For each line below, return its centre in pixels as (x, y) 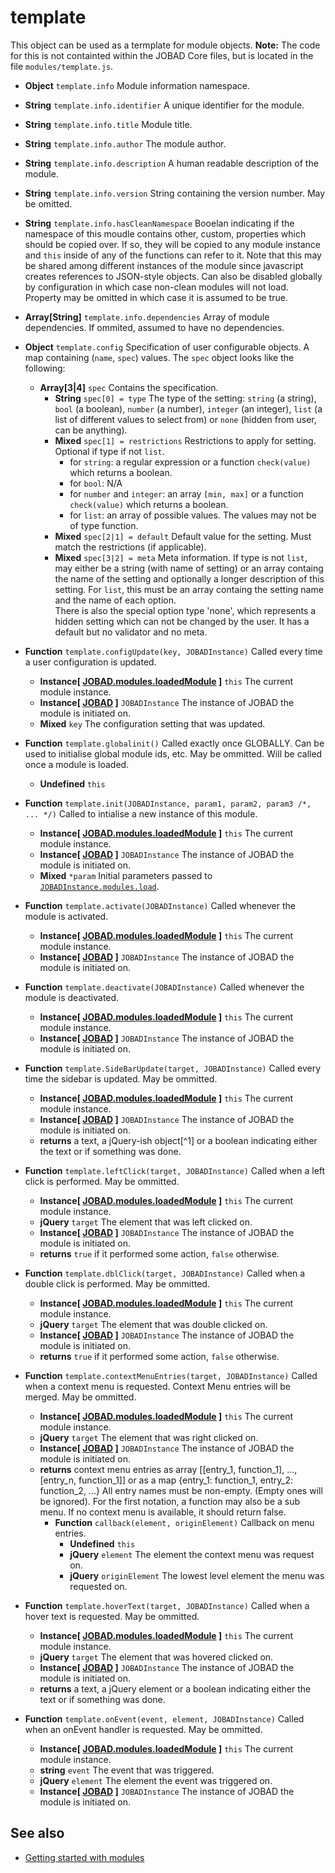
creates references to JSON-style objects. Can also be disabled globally (173, 276)
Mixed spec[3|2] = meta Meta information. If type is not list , (181, 557)
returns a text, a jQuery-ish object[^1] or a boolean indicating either (178, 1140)
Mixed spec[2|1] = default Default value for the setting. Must (183, 536)
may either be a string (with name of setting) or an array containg (189, 568)
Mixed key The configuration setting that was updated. (152, 723)
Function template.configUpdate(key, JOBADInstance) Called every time (173, 651)
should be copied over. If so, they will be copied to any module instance (172, 244)
